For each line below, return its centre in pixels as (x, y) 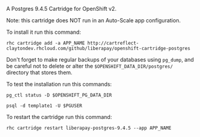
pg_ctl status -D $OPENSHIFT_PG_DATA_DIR (59, 95)
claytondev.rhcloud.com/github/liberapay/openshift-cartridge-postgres (98, 48)
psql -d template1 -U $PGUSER (44, 106)
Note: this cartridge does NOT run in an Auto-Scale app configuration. (94, 20)
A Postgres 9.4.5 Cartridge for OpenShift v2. (61, 9)
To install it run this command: (44, 32)
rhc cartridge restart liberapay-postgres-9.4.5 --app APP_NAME (89, 128)
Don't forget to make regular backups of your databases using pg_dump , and (100, 59)
